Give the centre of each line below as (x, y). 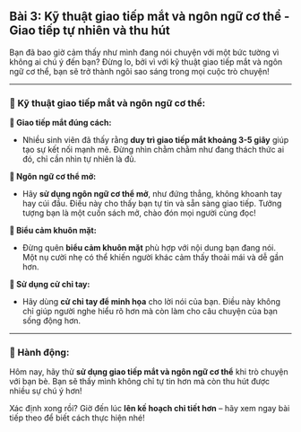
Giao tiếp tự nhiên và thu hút (90, 31)
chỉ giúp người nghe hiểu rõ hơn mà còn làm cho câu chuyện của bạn (150, 312)
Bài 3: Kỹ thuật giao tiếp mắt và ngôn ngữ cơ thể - (150, 17)
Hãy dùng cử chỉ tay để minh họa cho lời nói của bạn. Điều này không (151, 302)
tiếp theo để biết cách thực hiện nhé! (77, 418)
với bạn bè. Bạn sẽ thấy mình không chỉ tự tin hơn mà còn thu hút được (140, 382)
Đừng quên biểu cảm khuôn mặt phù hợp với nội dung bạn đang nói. (149, 248)
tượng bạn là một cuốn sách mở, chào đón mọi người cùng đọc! (139, 213)
